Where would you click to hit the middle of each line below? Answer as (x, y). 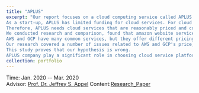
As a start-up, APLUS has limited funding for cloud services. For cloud (99, 22)
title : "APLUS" (25, 11)
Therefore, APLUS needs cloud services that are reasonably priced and (96, 28)
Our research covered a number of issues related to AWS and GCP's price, (100, 45)
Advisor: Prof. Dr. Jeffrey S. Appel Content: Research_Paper (78, 84)
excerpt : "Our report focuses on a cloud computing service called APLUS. (100, 17)
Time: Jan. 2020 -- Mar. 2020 (43, 78)
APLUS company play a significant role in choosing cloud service (90, 55)
